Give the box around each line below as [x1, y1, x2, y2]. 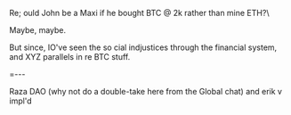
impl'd [9, 95, 33, 106]
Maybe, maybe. [9, 25, 67, 35]
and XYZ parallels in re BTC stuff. [9, 52, 131, 62]
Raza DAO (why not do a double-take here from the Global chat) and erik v [9, 86, 283, 96]
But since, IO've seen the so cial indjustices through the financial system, [9, 42, 278, 53]
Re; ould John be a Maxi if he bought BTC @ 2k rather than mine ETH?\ [9, 8, 270, 18]
